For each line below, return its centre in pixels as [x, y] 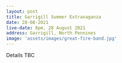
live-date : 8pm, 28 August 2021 [46, 28]
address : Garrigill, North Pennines [51, 33]
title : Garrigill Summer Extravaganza [54, 17]
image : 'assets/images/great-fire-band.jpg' [62, 38]
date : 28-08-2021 [27, 22]
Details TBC [21, 55]
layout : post [22, 11]
